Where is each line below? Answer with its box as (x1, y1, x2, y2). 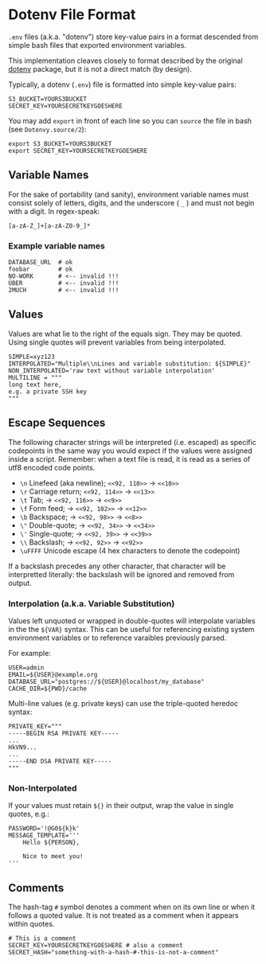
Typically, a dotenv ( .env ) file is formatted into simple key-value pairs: (8, 80, 237, 89)
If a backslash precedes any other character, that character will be (8, 561, 226, 571)
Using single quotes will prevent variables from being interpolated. (8, 337, 226, 347)
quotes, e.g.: (8, 810, 50, 819)
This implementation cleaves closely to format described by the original (8, 56, 243, 65)
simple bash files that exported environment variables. (8, 40, 187, 49)
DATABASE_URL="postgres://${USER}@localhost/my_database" (8, 677, 205, 685)
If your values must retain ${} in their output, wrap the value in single (8, 801, 234, 810)
